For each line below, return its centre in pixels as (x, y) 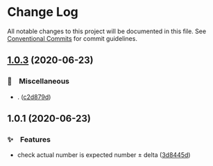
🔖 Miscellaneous (38, 82)
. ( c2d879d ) (34, 97)
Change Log (43, 12)
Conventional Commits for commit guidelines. (72, 38)
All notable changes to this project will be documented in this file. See (107, 31)
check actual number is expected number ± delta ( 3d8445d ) (104, 155)
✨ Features (29, 139)
